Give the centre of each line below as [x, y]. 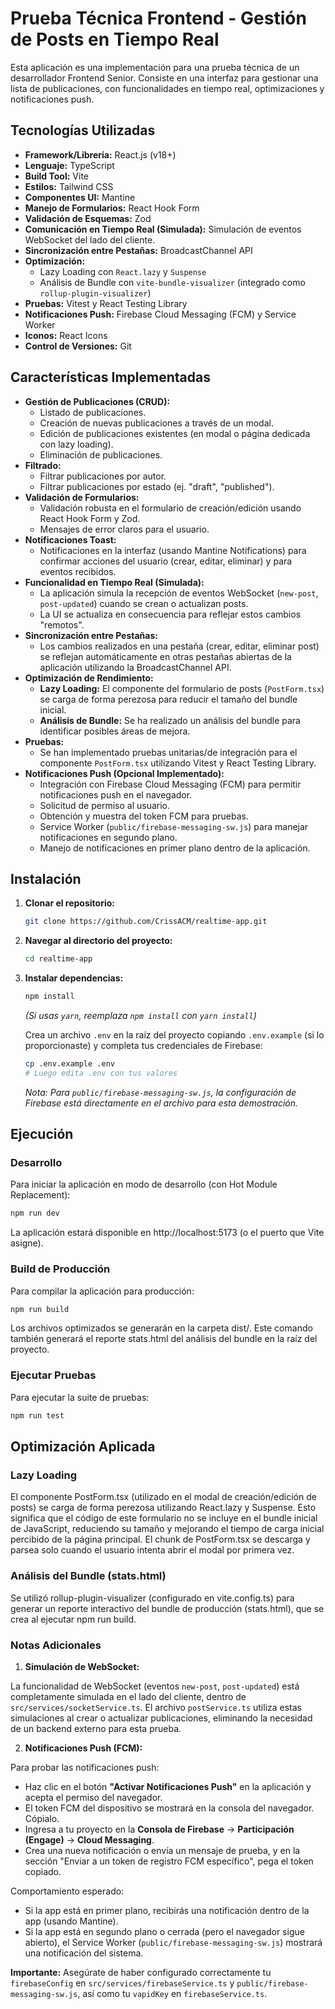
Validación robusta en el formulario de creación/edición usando [170, 508]
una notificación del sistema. [84, 1953]
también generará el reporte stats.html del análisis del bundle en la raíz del [164, 1339]
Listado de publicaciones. [93, 412]
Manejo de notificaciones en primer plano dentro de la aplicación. [175, 848]
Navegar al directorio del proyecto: [98, 941]
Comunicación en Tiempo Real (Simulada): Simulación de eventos [163, 229]
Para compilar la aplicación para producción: [102, 1291]
